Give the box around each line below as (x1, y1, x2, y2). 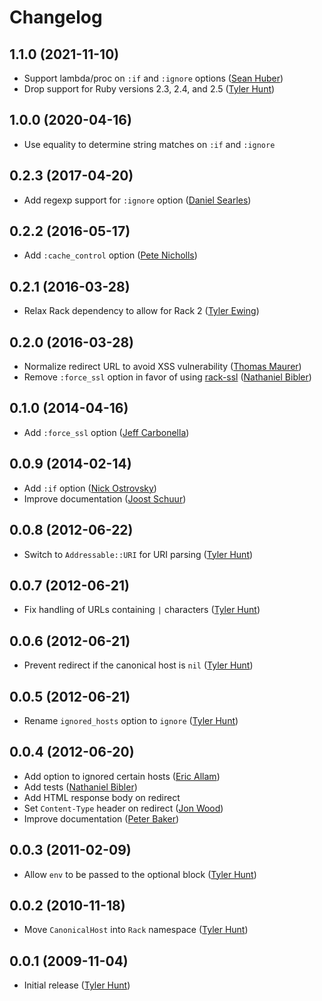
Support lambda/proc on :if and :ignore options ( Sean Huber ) (23, 72, 284, 84)
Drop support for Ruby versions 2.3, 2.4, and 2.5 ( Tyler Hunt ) (23, 83, 276, 95)
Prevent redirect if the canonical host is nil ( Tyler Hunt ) (23, 659, 254, 671)
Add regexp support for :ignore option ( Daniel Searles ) (23, 194, 252, 206)
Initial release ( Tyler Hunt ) (23, 979, 131, 991)
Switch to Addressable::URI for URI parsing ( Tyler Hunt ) (23, 548, 254, 560)
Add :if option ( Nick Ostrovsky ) (23, 482, 157, 494)
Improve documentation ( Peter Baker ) (23, 812, 180, 825)
